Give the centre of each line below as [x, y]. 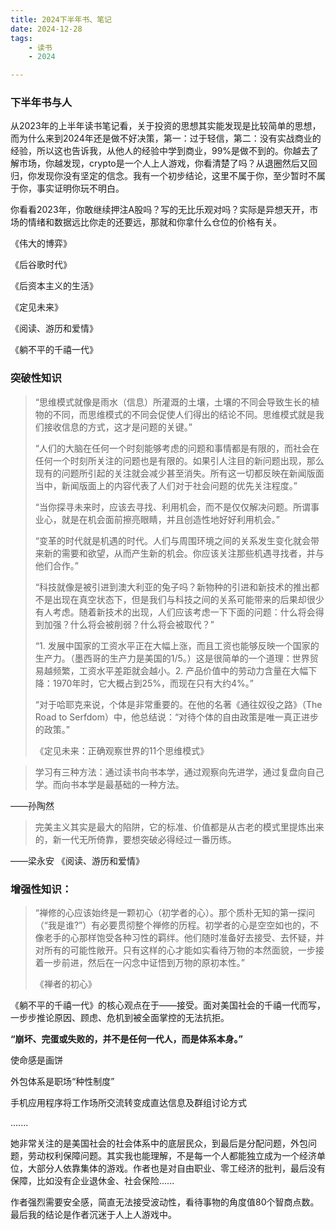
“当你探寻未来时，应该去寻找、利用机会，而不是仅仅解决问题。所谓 [172, 507]
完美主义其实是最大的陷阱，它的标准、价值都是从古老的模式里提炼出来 [179, 827]
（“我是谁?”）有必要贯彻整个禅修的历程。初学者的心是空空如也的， [172, 925]
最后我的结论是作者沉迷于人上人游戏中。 [93, 1215]
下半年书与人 [41, 103]
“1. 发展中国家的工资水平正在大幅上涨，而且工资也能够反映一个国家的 [177, 645]
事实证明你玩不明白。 [80, 188]
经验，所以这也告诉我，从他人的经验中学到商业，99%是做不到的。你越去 [160, 151]
